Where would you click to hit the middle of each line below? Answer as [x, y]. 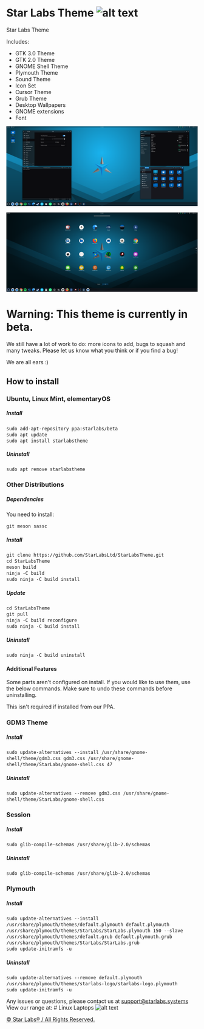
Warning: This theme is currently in [97, 314]
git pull [17, 614]
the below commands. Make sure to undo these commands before [90, 688]
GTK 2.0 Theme [35, 59]
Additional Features [32, 668]
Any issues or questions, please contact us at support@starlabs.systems [97, 1001]
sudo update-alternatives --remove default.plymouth [74, 978]
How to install [33, 382]
